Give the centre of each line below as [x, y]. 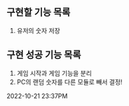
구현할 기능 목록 [39, 12]
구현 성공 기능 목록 [44, 55]
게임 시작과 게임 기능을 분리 [54, 73]
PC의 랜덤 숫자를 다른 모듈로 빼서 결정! [69, 81]
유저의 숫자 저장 [38, 30]
